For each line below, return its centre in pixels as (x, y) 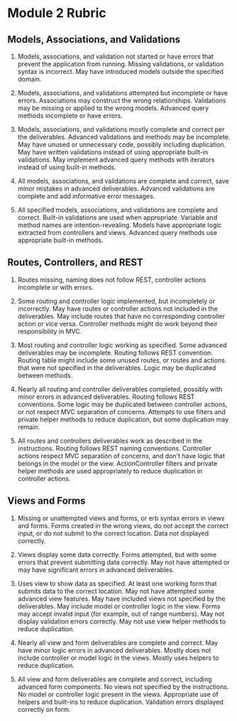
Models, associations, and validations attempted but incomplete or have (123, 93)
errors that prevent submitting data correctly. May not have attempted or (123, 562)
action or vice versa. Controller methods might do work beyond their (117, 323)
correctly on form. (44, 709)
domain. (29, 79)
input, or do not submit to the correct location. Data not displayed (113, 533)
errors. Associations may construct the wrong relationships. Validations (122, 100)
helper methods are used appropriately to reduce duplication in (110, 470)
